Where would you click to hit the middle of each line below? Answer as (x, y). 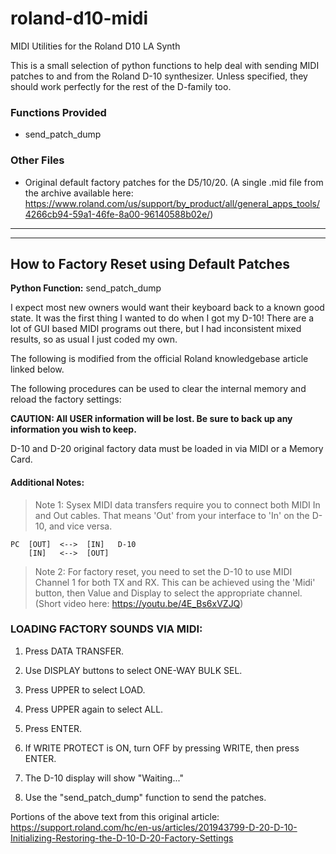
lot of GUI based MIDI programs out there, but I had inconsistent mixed (156, 329)
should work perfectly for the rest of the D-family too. (121, 86)
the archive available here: (79, 193)
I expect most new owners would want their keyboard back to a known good (167, 308)
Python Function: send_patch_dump (86, 288)
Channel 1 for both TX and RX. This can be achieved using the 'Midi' (175, 582)
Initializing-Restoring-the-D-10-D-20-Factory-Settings (122, 838)
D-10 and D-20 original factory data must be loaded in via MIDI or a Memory (167, 449)
